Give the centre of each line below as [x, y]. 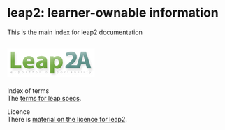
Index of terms [28, 91]
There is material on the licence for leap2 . [67, 119]
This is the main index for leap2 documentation [75, 32]
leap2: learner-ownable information [113, 13]
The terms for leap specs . [44, 98]
